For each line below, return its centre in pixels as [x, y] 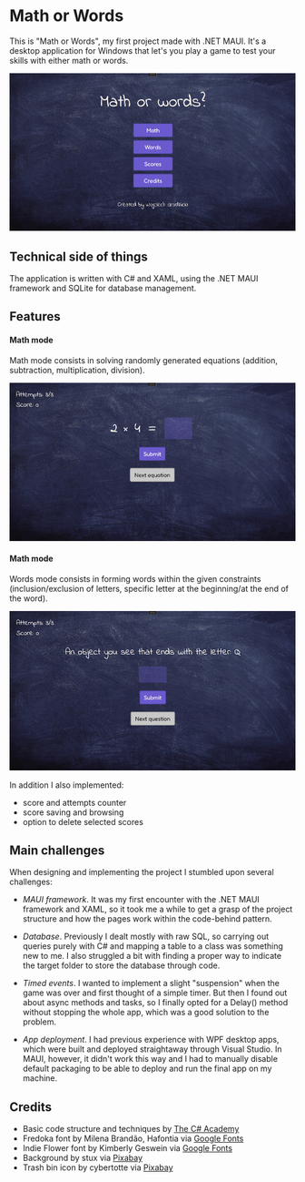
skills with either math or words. [69, 60]
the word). [29, 598]
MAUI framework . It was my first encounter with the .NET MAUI [141, 900]
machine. [40, 1078]
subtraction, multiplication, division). [77, 370]
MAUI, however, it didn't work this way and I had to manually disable [150, 1059]
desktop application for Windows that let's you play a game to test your [143, 50]
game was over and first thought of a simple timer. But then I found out [155, 993]
